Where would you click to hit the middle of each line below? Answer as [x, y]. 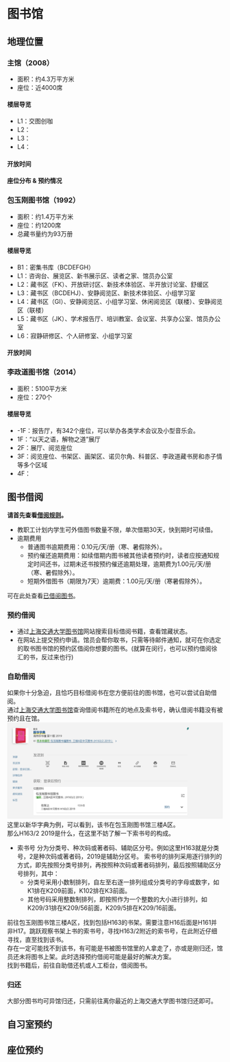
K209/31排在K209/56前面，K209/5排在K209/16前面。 [103, 908]
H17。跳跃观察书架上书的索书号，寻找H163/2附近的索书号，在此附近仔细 [115, 931]
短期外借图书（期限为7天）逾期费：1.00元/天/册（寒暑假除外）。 [116, 581]
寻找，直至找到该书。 [37, 939]
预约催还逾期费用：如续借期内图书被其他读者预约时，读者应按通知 [120, 555]
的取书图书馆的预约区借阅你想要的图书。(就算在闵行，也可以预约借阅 [114, 648]
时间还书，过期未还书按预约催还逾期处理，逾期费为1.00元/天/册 [122, 564]
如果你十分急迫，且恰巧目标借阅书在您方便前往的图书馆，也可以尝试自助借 [112, 693]
